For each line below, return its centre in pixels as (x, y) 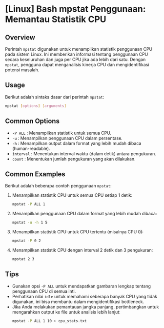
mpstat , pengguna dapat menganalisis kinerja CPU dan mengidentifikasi (77, 65)
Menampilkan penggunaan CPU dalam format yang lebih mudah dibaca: (84, 214)
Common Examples (35, 174)
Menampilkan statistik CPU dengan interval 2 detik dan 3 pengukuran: (82, 250)
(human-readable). (31, 148)
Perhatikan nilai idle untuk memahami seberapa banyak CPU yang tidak (85, 296)
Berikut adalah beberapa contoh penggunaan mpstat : (58, 186)
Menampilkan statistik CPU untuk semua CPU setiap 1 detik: (72, 195)
